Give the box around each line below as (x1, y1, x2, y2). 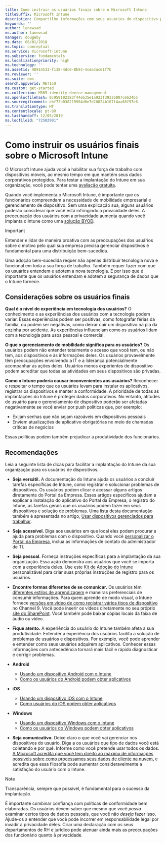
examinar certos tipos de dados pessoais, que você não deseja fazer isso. (5, 811, 157, 817)
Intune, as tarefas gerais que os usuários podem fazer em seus (12, 503, 141, 509)
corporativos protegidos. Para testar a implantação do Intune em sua (5, 177, 145, 182)
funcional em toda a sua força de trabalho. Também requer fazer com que (5, 262, 156, 268)
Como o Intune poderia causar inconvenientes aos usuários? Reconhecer (5, 378, 159, 384)
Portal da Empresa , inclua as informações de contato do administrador (12, 539, 156, 544)
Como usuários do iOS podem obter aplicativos (19, 701, 116, 707)
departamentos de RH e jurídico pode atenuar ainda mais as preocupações (5, 827, 158, 833)
